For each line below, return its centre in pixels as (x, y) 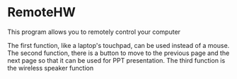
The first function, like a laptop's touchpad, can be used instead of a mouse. (118, 45)
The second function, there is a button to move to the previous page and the (118, 53)
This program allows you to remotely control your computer (94, 32)
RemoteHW (42, 12)
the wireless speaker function (51, 68)
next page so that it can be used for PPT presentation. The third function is (116, 60)
